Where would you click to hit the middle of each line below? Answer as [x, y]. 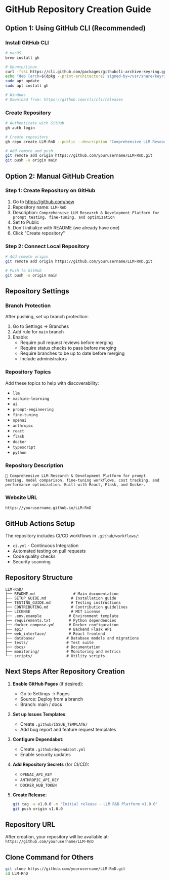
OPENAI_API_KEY [36, 774]
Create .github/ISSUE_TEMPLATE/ [54, 724]
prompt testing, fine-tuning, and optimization [63, 217]
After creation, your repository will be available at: [57, 837]
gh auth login [20, 128]
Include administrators [44, 359]
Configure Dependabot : [38, 739]
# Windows [16, 95]
